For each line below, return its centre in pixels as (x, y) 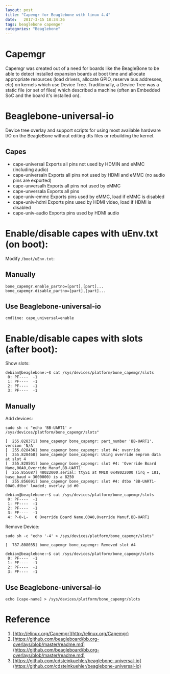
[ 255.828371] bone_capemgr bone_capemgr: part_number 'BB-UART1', (80, 441)
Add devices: (19, 419)
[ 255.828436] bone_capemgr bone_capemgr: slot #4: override (73, 450)
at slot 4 (16, 459)
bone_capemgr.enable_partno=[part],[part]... (54, 286)
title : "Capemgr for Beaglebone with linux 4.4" (58, 15)
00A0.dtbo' (17, 486)
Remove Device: (22, 527)
